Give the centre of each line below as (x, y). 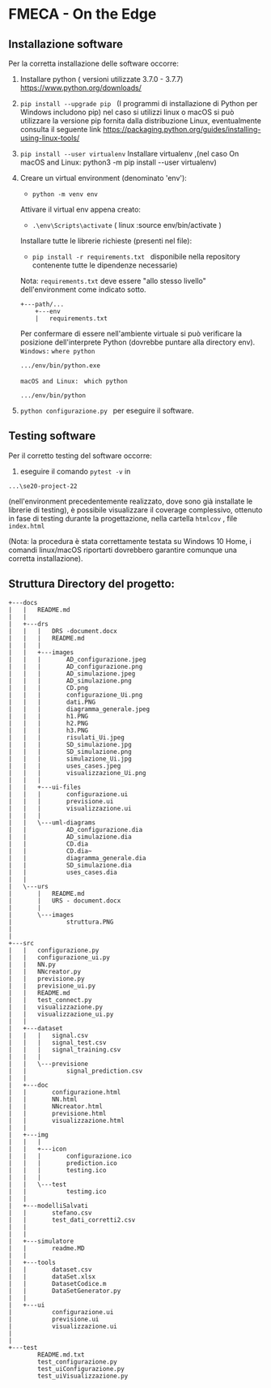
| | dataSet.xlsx (52, 1277)
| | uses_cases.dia (63, 872)
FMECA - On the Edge (83, 14)
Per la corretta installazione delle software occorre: (94, 63)
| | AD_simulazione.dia (70, 837)
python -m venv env (65, 195)
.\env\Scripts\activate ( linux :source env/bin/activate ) (127, 225)
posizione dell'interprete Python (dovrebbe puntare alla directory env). (138, 342)
